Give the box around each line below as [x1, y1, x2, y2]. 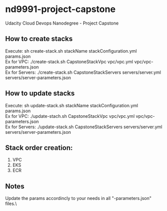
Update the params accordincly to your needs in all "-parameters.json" [5, 195, 152, 201]
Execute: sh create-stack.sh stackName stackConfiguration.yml [5, 48, 137, 54]
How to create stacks [5, 35, 73, 43]
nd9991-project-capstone [5, 4, 116, 15]
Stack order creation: [5, 143, 73, 152]
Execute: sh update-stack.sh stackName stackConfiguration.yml [5, 102, 138, 108]
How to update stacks [5, 89, 75, 98]
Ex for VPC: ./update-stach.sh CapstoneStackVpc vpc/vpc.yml [5, 113, 135, 119]
